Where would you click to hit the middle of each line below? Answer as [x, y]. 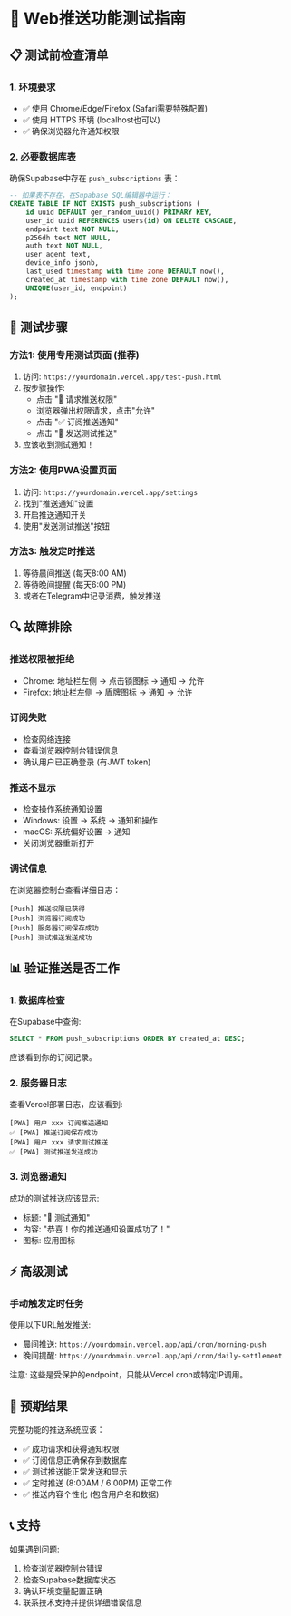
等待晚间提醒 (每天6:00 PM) [74, 584]
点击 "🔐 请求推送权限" [77, 399]
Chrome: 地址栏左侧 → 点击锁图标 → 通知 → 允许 [113, 680]
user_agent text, [58, 255]
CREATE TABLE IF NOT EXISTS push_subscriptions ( [105, 204]
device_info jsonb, [63, 263]
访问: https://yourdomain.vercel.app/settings [110, 492]
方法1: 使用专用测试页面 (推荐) [74, 355]
